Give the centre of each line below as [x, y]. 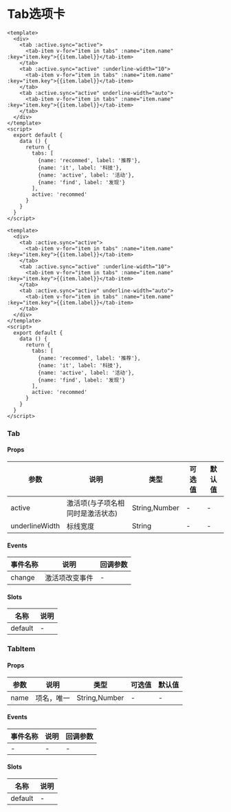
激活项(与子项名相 [96, 503]
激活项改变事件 [69, 578]
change [23, 578]
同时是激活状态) [92, 514]
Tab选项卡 [36, 14]
